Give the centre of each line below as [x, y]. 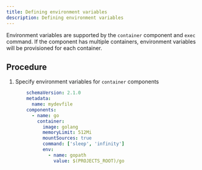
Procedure [27, 67]
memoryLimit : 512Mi [67, 133]
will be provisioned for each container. [54, 48]
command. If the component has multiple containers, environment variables [101, 41]
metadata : [39, 99]
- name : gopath [67, 155]
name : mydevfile [52, 104]
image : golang [60, 127]
